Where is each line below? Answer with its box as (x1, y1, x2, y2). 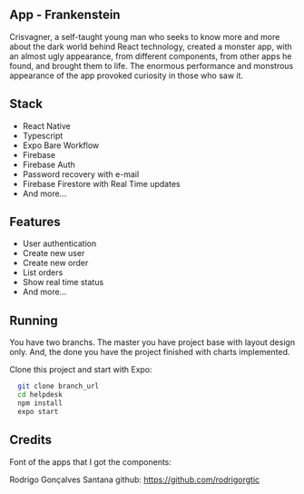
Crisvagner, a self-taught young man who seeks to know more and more (9, 31, 280, 42)
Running (9, 312, 59, 328)
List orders (22, 267, 64, 278)
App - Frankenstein (9, 7, 121, 23)
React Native (22, 120, 71, 131)
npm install (17, 399, 64, 408)
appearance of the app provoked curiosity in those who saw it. (9, 70, 243, 81)
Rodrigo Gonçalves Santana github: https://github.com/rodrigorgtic (9, 474, 260, 485)
